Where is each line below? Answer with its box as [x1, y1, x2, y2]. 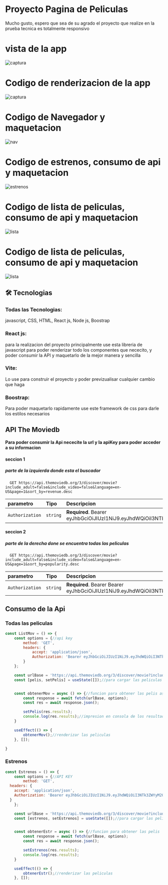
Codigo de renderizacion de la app [5, 77, 151, 89]
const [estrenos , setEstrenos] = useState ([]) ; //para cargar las [14, 816, 153, 821]
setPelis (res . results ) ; [23, 709, 72, 714]
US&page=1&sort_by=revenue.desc [5, 489, 72, 494]
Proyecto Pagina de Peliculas [5, 4, 128, 15]
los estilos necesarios [5, 411, 50, 417]
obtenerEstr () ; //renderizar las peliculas [23, 870, 113, 876]
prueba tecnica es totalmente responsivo [5, 25, 90, 31]
